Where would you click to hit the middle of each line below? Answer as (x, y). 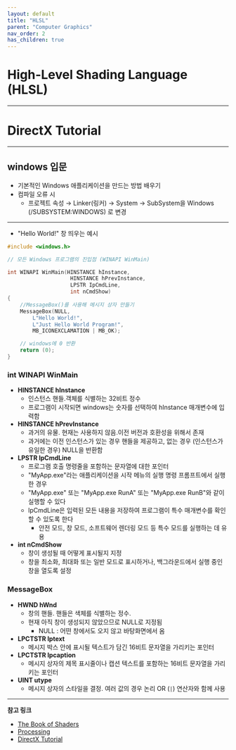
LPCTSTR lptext (41, 639)
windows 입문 (37, 167)
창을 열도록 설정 (50, 570)
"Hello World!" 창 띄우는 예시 (58, 233)
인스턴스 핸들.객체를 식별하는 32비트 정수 (84, 399)
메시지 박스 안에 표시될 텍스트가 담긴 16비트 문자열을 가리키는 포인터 (121, 647)
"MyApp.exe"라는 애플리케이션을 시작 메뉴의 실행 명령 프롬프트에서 (120, 475)
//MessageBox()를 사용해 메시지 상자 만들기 (77, 305)
